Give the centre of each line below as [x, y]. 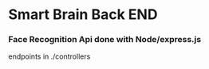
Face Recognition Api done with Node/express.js [105, 40]
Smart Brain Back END [83, 15]
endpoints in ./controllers [49, 56]
